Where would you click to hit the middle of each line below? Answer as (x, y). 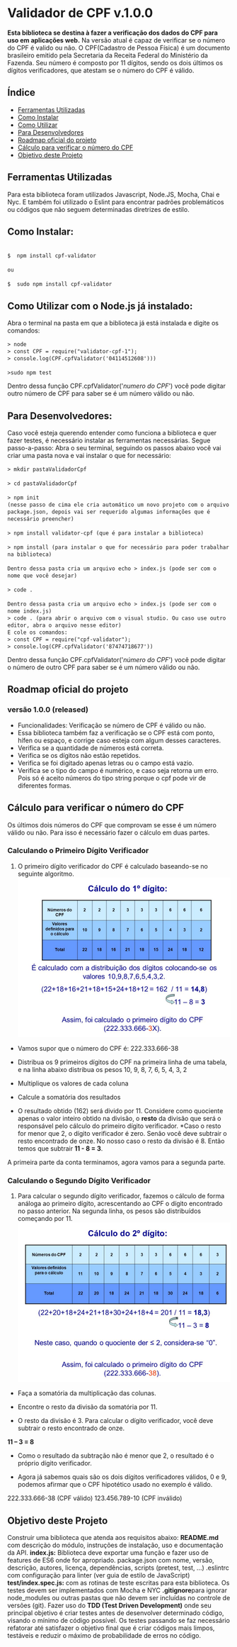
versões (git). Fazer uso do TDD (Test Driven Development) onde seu (109, 1606)
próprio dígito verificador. (54, 1463)
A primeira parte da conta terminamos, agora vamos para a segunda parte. (116, 1162)
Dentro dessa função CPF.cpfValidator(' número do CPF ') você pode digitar (117, 660)
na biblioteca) (30, 554)
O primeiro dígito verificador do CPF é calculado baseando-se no (113, 866)
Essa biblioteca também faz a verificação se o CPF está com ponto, (116, 732)
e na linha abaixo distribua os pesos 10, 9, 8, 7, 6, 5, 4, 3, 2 (102, 1069)
